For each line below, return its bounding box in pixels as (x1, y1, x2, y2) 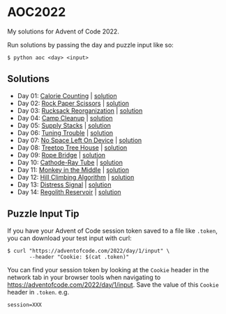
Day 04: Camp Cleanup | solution (17, 113, 113, 122)
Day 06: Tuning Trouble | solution (17, 128, 114, 136)
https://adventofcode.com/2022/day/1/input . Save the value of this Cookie (7, 280, 219, 289)
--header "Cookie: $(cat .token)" (29, 253, 130, 260)
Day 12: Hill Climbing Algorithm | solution (17, 173, 135, 181)
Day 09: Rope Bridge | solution (17, 150, 106, 159)
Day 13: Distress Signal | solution (17, 180, 112, 189)
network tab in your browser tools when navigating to (7, 273, 161, 281)
